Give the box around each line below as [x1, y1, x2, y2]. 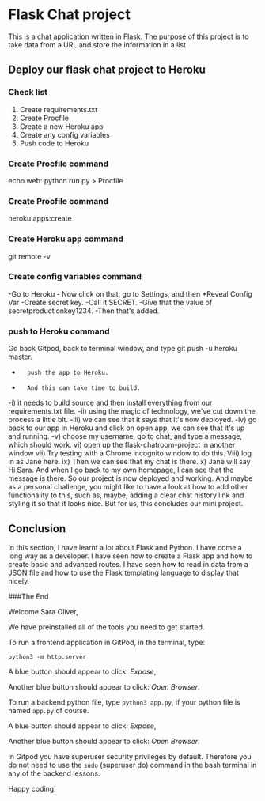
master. [8, 352, 33, 361]
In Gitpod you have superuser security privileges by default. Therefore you [8, 751, 252, 761]
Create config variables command [8, 271, 142, 282]
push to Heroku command [8, 326, 110, 337]
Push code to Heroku [19, 138, 89, 148]
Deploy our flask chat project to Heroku [8, 63, 206, 77]
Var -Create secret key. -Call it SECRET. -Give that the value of [8, 297, 213, 307]
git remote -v [8, 251, 51, 261]
